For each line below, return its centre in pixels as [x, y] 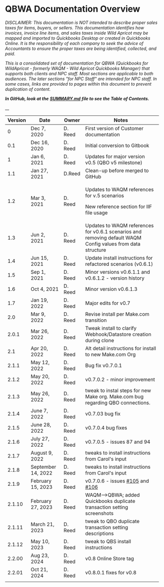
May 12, [40, 362]
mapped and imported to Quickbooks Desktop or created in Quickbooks [78, 38]
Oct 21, [40, 569]
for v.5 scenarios [105, 196]
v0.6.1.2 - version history [115, 278]
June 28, [41, 425]
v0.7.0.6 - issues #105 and [117, 481]
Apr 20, [40, 348]
